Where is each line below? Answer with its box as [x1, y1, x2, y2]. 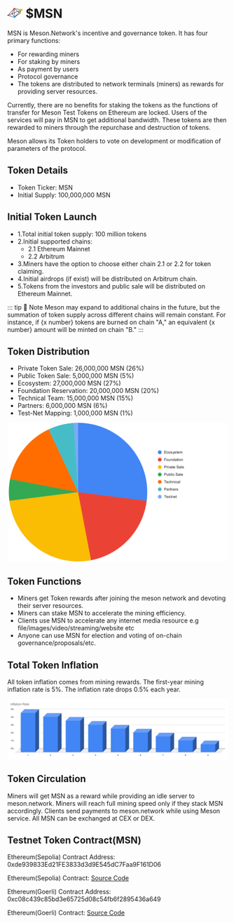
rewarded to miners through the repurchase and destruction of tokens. [7, 123, 212, 131]
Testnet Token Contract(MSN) [7, 835, 142, 846]
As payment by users [17, 65, 79, 73]
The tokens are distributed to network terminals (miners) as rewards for [17, 79, 224, 88]
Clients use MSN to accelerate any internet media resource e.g [17, 616, 199, 625]
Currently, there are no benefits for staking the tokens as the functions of [7, 100, 219, 109]
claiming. [17, 267, 44, 275]
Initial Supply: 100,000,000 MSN [17, 190, 111, 199]
